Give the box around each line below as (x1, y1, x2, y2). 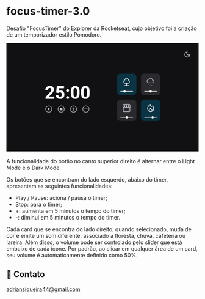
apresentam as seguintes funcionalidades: (6, 182, 113, 190)
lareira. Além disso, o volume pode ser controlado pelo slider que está (6, 238, 182, 246)
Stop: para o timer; (15, 201, 63, 208)
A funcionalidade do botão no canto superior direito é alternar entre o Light (6, 157, 195, 164)
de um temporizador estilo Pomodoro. (6, 31, 102, 38)
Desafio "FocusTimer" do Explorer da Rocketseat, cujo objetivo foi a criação (6, 24, 197, 32)
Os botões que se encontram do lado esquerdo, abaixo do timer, (6, 175, 168, 183)
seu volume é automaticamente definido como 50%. (6, 251, 138, 259)
